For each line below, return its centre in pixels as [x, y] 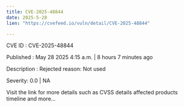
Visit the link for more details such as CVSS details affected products [92, 92]
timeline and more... [31, 99]
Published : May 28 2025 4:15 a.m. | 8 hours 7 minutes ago [80, 57]
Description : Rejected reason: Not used [56, 69]
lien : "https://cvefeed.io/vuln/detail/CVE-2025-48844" [78, 23]
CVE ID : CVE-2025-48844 [40, 45]
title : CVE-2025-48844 [35, 12]
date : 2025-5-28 [27, 18]
